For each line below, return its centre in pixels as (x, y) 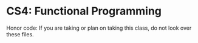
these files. (20, 34)
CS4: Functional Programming (84, 11)
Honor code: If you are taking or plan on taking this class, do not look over (99, 28)
